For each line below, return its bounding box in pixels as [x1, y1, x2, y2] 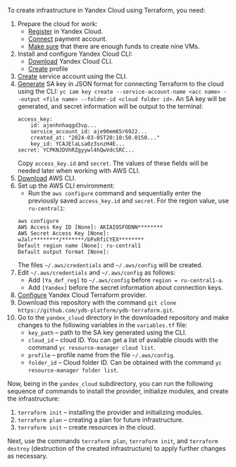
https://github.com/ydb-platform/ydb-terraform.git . [17, 306, 175, 314]
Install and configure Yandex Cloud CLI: [17, 49, 132, 58]
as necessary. [7, 451, 48, 460]
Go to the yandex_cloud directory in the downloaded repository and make [17, 313, 229, 322]
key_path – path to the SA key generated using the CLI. [27, 328, 187, 336]
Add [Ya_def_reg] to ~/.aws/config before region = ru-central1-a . [27, 276, 224, 284]
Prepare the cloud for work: [17, 20, 98, 28]
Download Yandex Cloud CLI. [27, 57, 113, 66]
